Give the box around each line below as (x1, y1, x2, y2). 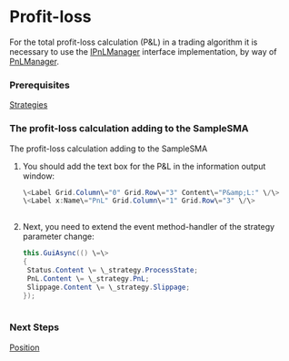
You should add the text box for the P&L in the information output (22, 160, 266, 171)
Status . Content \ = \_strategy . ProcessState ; (26, 265, 198, 274)
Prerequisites (9, 78, 70, 91)
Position (9, 342, 40, 353)
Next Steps (9, 321, 60, 334)
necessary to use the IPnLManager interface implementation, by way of (9, 46, 277, 57)
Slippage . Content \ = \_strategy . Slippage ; (26, 283, 191, 292)
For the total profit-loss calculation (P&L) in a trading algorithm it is (9, 36, 258, 47)
